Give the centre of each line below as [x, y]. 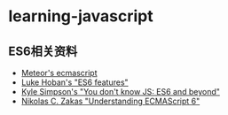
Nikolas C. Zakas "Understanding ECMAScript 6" [110, 101]
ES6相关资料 [43, 51]
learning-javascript [81, 16]
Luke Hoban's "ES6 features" [75, 82]
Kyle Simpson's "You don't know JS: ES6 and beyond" [121, 92]
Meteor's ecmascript [59, 73]
